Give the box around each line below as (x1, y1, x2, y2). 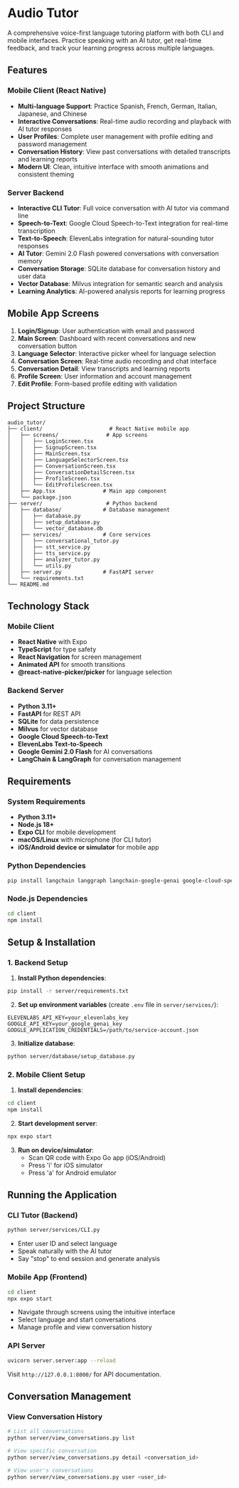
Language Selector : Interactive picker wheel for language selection (17, 349, 216, 357)
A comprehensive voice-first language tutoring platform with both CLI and (7, 28, 224, 37)
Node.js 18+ (17, 820, 55, 829)
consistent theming (17, 169, 75, 179)
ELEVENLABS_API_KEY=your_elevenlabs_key (7, 1014, 129, 1021)
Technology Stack (7, 600, 90, 612)
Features (7, 64, 48, 76)
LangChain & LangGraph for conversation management (17, 754, 181, 763)
